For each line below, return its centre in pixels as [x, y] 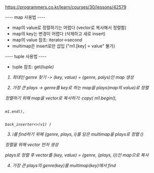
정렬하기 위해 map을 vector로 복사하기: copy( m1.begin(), [61, 98]
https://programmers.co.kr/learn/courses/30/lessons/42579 [66, 7]
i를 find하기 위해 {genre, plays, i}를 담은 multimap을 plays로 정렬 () [78, 134]
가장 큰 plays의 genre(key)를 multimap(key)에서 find [64, 165]
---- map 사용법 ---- [25, 17]
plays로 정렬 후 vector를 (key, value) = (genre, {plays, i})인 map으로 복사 [77, 155]
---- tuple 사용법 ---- [26, 56]
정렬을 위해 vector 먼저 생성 [32, 145]
